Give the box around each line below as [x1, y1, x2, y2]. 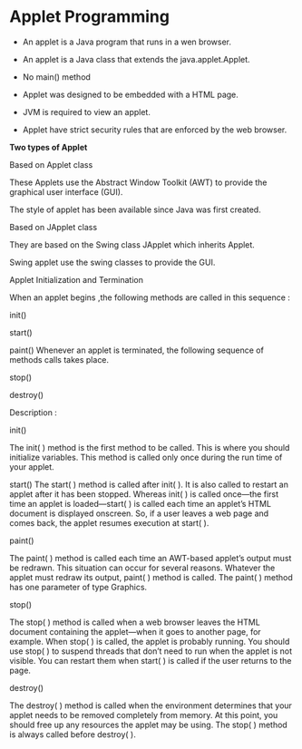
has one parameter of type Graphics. [9, 581, 148, 592]
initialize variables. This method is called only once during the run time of [9, 452, 283, 462]
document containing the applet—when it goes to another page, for [9, 626, 261, 637]
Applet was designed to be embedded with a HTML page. [22, 89, 239, 100]
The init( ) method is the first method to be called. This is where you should [9, 442, 290, 452]
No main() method [22, 71, 91, 83]
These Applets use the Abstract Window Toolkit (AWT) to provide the [9, 177, 268, 188]
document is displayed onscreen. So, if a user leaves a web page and [9, 508, 269, 519]
